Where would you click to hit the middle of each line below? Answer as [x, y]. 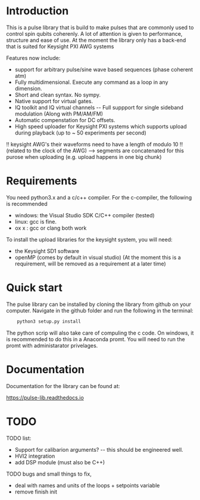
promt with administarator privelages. [52, 345]
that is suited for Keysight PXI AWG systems [60, 46]
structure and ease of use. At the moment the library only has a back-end [96, 40]
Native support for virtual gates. [54, 101]
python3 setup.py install [49, 321]
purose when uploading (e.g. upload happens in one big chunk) [84, 157]
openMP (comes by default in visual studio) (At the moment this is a [98, 257]
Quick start [34, 288]
